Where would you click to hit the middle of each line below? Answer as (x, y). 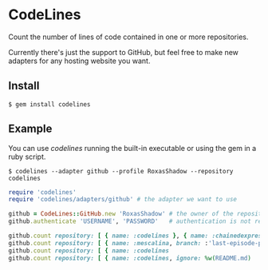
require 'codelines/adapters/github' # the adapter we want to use (123, 200)
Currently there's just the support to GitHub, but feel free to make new (124, 52)
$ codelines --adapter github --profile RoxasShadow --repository (121, 171)
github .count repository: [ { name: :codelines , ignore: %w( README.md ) (130, 258)
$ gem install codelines (49, 104)
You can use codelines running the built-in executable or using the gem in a (132, 148)
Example (30, 129)
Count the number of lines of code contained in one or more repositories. (128, 37)
